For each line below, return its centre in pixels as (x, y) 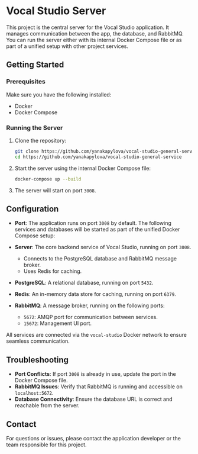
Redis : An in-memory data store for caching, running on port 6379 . (95, 294)
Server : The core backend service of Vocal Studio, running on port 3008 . (103, 247)
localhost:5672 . (34, 393)
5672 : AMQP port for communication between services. (91, 317)
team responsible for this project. (46, 445)
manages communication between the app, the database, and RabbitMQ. (95, 33)
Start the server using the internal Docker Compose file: (83, 168)
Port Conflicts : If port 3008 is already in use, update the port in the (95, 374)
